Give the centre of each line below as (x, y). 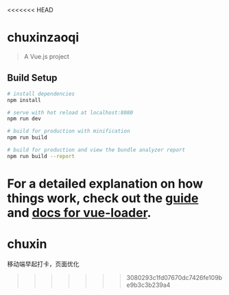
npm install (24, 100)
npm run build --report (41, 156)
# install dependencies (41, 94)
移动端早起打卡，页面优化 (43, 264)
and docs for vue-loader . (79, 213)
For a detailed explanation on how (105, 183)
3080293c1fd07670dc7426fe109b (174, 277)
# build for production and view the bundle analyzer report (96, 150)
